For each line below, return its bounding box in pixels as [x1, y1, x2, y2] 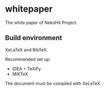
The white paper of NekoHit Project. [5, 20, 78, 25]
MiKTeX [12, 71, 28, 77]
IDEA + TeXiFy [12, 66, 42, 71]
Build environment [5, 34, 63, 42]
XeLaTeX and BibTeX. [5, 46, 48, 52]
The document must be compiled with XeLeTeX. [5, 80, 102, 86]
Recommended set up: [5, 56, 51, 62]
